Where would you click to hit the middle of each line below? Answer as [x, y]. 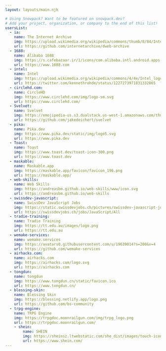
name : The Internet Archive [43, 37]
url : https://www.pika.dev [42, 138]
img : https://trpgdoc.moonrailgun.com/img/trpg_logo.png [74, 318]
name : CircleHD [30, 92]
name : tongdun [28, 276]
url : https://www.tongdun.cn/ [45, 286]
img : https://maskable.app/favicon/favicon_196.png [68, 171]
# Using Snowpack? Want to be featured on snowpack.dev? [65, 19]
